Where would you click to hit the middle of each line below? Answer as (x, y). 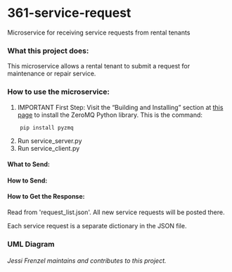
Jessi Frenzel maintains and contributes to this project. (87, 261)
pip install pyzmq (47, 128)
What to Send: (29, 164)
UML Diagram (31, 244)
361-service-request (69, 13)
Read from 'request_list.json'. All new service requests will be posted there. (116, 212)
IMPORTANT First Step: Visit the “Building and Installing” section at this (120, 107)
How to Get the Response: (46, 197)
